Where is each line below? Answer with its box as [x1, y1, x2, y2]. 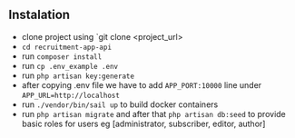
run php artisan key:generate [21, 70, 135, 81]
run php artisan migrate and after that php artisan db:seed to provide [21, 108, 287, 119]
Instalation [8, 7, 70, 23]
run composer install [21, 50, 103, 62]
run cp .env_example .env [21, 60, 119, 71]
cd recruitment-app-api [21, 43, 113, 52]
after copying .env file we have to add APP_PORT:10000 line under [21, 79, 262, 90]
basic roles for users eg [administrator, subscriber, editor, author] [21, 118, 266, 129]
